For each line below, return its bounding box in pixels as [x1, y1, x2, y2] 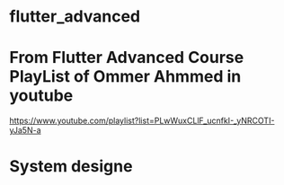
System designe [9, 156, 133, 177]
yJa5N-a [9, 125, 41, 136]
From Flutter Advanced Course [9, 48, 244, 68]
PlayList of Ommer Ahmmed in [9, 66, 242, 87]
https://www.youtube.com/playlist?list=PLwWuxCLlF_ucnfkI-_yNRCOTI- [9, 115, 275, 127]
